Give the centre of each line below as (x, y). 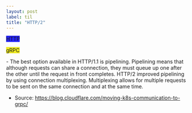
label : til (19, 17)
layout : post (22, 11)
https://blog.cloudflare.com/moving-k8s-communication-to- (107, 98)
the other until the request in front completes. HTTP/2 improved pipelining (95, 74)
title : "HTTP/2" (26, 22)
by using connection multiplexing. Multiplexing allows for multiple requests (96, 80)
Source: (24, 98)
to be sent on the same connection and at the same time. (75, 87)
